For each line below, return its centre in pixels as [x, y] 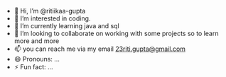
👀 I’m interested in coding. [52, 18]
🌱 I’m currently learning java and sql [66, 26]
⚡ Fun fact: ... [33, 67]
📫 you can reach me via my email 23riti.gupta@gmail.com [100, 49]
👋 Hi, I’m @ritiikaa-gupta [50, 11]
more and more [37, 41]
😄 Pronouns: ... [37, 59]
